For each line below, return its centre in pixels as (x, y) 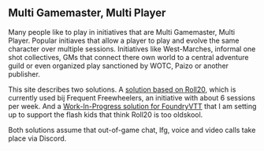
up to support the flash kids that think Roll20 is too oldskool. (106, 115)
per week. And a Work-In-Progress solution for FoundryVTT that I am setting (132, 106)
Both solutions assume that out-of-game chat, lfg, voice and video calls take (132, 130)
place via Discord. (37, 138)
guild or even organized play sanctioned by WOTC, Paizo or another (119, 66)
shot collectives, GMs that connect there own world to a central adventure (128, 57)
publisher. (24, 74)
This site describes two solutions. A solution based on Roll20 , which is (122, 89)
